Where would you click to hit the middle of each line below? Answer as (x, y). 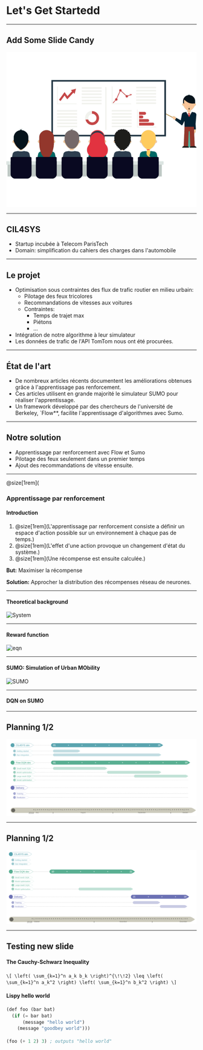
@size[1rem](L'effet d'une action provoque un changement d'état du (100, 545)
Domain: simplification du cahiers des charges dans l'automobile (95, 251)
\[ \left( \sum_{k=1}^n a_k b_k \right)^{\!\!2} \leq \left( (85, 976)
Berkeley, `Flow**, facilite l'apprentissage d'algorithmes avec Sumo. (99, 412)
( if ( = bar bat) (32, 1016)
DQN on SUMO (25, 701)
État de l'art (29, 366)
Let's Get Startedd (53, 11)
